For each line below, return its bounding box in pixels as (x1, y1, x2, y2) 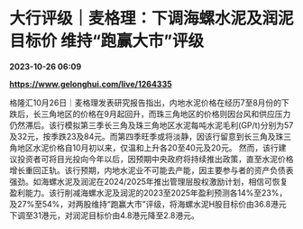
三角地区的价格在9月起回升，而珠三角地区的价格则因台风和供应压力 (40, 108, 291, 119)
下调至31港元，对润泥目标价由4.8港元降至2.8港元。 (9, 209, 200, 221)
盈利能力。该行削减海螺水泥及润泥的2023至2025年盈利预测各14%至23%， (9, 187, 288, 198)
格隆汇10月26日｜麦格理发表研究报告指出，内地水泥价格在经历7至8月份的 (9, 96, 282, 108)
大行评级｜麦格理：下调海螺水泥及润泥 (9, 8, 295, 29)
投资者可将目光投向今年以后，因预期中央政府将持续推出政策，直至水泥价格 (16, 153, 294, 164)
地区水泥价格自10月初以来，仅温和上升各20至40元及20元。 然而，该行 (16, 142, 280, 153)
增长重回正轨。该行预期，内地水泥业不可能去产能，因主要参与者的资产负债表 (9, 164, 294, 176)
